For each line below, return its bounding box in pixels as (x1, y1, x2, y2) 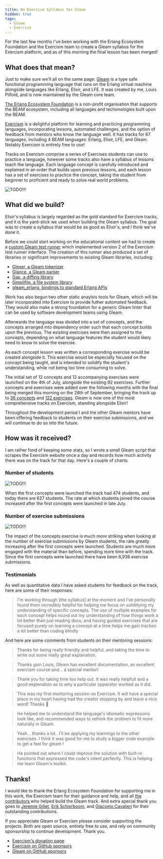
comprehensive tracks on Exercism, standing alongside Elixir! (5, 400, 128, 406)
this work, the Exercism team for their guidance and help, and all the (5, 793, 142, 799)
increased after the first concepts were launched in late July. (5, 500, 127, 506)
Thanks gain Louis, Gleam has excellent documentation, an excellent (17, 662, 155, 668)
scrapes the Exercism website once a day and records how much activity (5, 452, 152, 458)
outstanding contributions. (5, 809, 58, 815)
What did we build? (5, 201, 65, 209)
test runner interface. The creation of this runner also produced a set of (5, 249, 148, 255)
